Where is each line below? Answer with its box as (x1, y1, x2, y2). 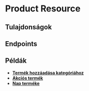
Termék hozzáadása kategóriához (12, 70, 84, 76)
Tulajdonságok (5, 23, 52, 31)
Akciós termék (12, 75, 44, 81)
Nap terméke (12, 80, 40, 86)
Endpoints (5, 39, 38, 48)
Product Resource (5, 3, 81, 14)
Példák (5, 57, 27, 65)
